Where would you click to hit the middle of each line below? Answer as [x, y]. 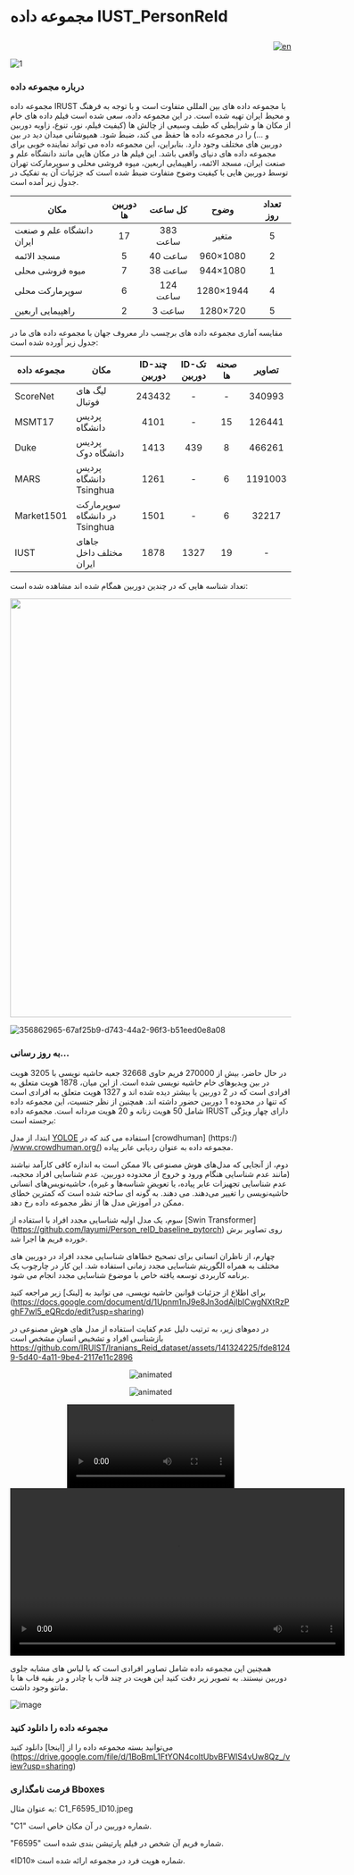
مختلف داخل [99, 553]
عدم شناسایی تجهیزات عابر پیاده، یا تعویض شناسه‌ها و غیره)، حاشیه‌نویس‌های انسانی [148, 1183]
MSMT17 [34, 422]
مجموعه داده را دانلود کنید [59, 1728]
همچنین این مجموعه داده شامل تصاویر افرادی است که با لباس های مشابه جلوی [141, 1668]
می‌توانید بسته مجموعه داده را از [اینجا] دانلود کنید [92, 1747]
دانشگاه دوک [100, 453]
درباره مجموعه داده [47, 87]
